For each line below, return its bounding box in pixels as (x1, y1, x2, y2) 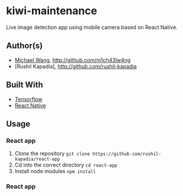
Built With (6, 80, 43, 90)
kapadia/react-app (14, 156, 60, 162)
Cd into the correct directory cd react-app (14, 161, 117, 169)
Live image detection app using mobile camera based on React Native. (6, 24, 178, 31)
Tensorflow (14, 96, 43, 103)
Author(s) (6, 41, 43, 51)
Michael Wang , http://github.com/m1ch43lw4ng (14, 56, 131, 63)
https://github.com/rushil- (92, 151, 161, 157)
